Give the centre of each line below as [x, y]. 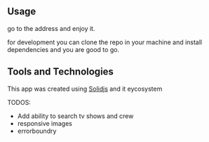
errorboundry [37, 131]
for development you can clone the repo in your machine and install [105, 42]
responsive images [45, 123]
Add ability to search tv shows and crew [75, 116]
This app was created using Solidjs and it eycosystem [85, 89]
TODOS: [19, 102]
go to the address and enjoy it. [51, 28]
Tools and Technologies [61, 72]
